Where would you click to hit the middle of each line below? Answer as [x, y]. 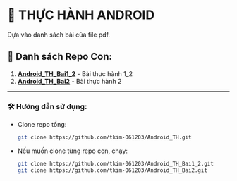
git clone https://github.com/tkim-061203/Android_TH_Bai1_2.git [115, 163]
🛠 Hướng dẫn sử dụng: [47, 106]
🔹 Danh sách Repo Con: [60, 57]
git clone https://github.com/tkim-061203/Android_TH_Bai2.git [113, 170]
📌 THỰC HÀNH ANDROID [81, 15]
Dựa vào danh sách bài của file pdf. [59, 35]
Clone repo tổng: [42, 125]
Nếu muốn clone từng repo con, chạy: [73, 151]
